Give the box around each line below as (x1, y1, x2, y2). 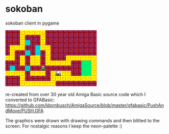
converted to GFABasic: (5, 97, 55, 103)
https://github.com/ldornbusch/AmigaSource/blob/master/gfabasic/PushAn (5, 102, 164, 108)
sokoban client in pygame (5, 20, 60, 26)
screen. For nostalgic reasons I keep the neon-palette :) (5, 123, 123, 129)
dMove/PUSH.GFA (5, 107, 44, 114)
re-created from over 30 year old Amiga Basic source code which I (5, 91, 146, 97)
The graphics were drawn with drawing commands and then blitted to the (5, 117, 160, 123)
